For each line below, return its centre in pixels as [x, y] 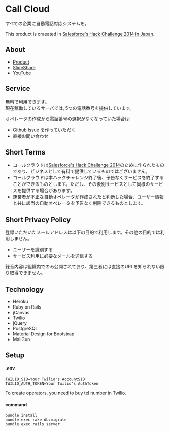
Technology [25, 289]
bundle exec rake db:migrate [36, 420]
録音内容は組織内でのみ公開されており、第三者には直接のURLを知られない [83, 267]
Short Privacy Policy [38, 219]
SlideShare [24, 67]
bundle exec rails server [32, 424]
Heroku [20, 301]
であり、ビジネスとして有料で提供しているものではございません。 [81, 171]
